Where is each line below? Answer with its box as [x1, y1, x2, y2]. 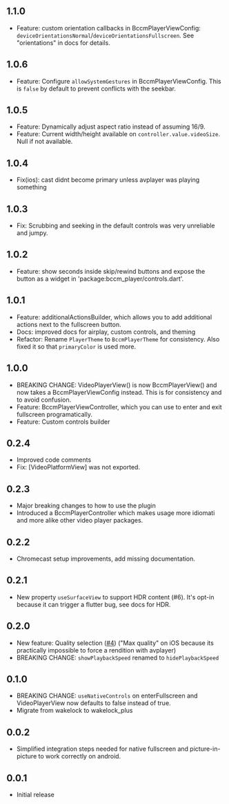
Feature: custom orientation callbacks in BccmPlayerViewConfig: [16, 24, 201, 32]
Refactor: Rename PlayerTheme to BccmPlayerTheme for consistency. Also [16, 335, 220, 343]
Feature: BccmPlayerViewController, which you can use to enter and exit [16, 402, 222, 411]
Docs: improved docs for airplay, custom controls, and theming [16, 328, 196, 336]
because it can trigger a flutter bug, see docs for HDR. [16, 600, 171, 608]
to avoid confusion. [16, 395, 72, 404]
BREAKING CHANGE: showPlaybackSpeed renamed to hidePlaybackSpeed [16, 653, 219, 662]
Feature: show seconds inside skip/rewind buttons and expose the [16, 267, 206, 275]
